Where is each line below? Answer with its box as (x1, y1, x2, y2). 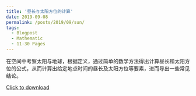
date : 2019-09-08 (6, 14, 48, 20)
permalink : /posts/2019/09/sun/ (6, 19, 85, 25)
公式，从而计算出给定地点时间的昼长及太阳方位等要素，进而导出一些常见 (16, 65, 190, 72)
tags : (6, 24, 19, 31)
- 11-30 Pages (11, 41, 45, 47)
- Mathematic (11, 35, 43, 41)
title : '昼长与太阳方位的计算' (6, 8, 73, 15)
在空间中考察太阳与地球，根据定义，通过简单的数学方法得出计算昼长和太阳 (6, 58, 185, 65)
